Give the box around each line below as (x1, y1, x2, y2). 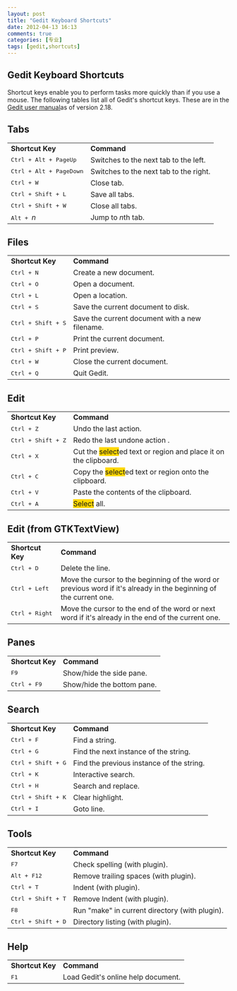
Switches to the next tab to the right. (90, 167, 211, 176)
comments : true (7, 30, 52, 37)
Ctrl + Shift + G (11, 759, 67, 767)
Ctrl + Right (11, 609, 53, 617)
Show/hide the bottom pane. (63, 679, 157, 689)
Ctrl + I (11, 805, 39, 812)
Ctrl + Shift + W (11, 202, 67, 210)
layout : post (7, 10, 46, 18)
